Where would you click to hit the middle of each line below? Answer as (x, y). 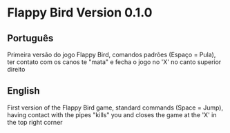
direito (16, 69)
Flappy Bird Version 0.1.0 (80, 13)
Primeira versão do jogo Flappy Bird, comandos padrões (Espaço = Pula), (112, 54)
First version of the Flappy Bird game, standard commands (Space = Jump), (115, 108)
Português (30, 38)
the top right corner (35, 122)
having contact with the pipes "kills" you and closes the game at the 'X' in (112, 114)
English (23, 91)
